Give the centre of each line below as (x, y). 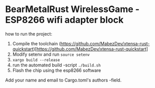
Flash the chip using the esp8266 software (57, 70)
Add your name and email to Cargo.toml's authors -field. (63, 80)
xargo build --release (36, 60)
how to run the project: (29, 34)
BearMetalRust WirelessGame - (72, 9)
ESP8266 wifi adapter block (64, 20)
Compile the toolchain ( (37, 43)
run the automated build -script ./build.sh (57, 65)
